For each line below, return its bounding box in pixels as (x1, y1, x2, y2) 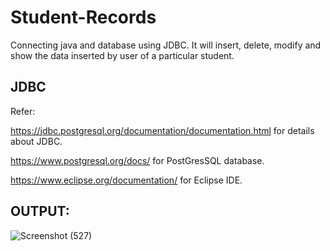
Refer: (10, 105, 36, 117)
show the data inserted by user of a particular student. (10, 49, 235, 61)
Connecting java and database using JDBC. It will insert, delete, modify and (10, 39, 322, 51)
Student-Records (10, 6, 157, 29)
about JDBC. (10, 135, 63, 147)
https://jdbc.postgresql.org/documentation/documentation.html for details (10, 124, 315, 136)
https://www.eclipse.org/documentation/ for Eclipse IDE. (10, 174, 243, 186)
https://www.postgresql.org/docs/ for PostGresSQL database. (10, 154, 265, 166)
